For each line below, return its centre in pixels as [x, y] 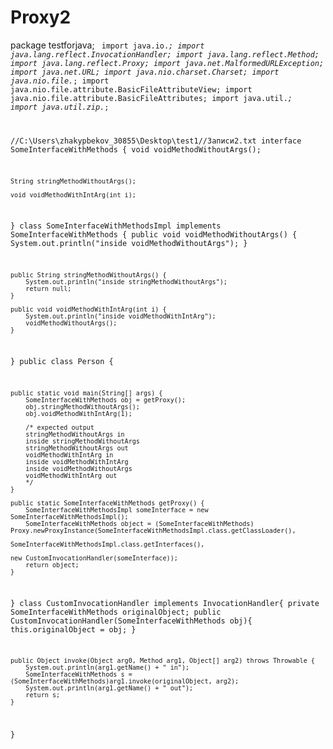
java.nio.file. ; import [60, 81]
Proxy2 [41, 17]
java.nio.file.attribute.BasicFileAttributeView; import [131, 89]
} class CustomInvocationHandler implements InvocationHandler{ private [165, 603]
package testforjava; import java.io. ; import [107, 45]
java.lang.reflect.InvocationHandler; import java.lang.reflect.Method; [165, 54]
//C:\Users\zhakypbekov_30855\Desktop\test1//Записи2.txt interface [156, 141]
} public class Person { [62, 361]
